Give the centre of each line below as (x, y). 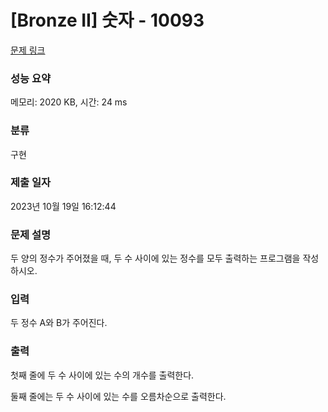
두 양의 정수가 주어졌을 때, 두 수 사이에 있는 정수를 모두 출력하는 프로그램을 (155, 258)
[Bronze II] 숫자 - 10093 (107, 20)
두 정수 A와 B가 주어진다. (59, 323)
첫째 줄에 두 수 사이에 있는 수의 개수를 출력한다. (102, 375)
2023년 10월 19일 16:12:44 (63, 206)
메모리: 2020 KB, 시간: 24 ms (69, 102)
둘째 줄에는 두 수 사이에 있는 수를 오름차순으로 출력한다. (118, 396)
